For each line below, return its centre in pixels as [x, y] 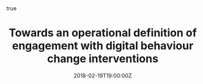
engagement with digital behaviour [103, 46]
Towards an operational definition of [103, 33]
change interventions [103, 59]
